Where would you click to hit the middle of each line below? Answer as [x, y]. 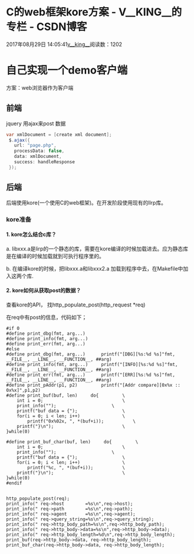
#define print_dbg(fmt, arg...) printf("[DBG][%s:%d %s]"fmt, [91, 354]
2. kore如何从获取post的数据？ [44, 291]
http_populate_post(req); [38, 499]
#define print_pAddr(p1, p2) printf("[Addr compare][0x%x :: [93, 385]
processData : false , [39, 151]
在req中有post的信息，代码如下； [47, 317]
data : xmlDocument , [38, 157]
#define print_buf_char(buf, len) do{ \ [72, 442]
